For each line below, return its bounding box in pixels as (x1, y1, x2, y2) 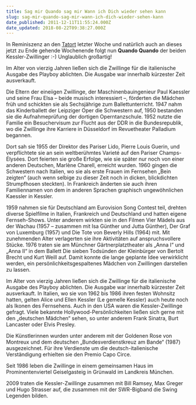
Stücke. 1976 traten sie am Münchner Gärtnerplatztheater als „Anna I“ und (6, 241, 185, 248)
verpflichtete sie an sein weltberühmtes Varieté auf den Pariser (6, 150, 158, 157)
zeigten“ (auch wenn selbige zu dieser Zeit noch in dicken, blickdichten (6, 174, 178, 181)
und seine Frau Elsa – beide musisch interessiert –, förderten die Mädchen (6, 95, 185, 102)
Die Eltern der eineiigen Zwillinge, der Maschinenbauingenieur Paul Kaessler (6, 88, 190, 95)
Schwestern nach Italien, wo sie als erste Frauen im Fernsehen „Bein (6, 168, 171, 175)
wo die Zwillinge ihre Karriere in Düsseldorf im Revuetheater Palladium (6, 126, 176, 133)
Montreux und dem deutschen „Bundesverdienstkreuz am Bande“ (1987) (6, 338, 181, 345)
